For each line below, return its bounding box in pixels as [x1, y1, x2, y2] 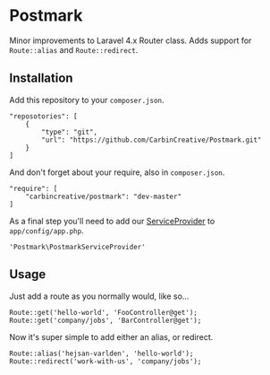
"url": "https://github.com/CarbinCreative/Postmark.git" [41, 135, 262, 144]
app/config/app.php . [9, 225, 84, 236]
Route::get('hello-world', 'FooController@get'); [9, 308, 198, 317]
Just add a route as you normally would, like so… [9, 291, 190, 301]
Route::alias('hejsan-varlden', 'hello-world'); [9, 349, 194, 358]
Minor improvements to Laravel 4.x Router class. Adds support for [9, 35, 252, 46]
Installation [9, 71, 73, 86]
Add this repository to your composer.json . [9, 94, 165, 105]
